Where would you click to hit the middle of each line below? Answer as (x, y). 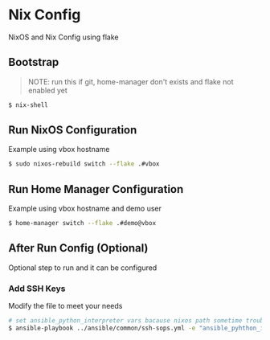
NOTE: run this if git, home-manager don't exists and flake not (131, 81)
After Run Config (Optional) (78, 248)
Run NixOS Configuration (73, 130)
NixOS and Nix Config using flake (63, 37)
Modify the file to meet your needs (65, 306)
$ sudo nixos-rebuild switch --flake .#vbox (84, 164)
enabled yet (48, 90)
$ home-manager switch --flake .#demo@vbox (82, 223)
